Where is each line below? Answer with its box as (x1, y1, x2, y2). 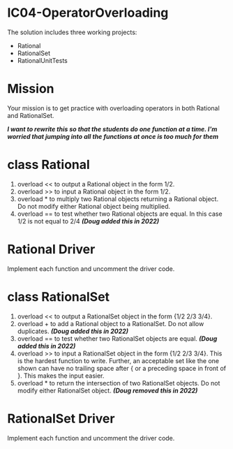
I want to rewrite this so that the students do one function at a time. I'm (7, 124, 218, 133)
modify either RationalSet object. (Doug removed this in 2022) (17, 386, 198, 395)
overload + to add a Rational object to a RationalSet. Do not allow (17, 319, 204, 327)
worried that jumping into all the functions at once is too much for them (7, 132, 219, 140)
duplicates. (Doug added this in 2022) (17, 327, 129, 335)
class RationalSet (7, 288, 110, 304)
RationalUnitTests (17, 56, 68, 64)
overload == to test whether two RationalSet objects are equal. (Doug (17, 334, 218, 343)
